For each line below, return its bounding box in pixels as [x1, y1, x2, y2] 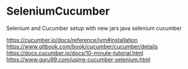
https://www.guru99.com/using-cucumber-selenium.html [6, 56, 151, 63]
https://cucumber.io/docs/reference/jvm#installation [6, 36, 138, 43]
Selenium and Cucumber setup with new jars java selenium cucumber [6, 24, 182, 32]
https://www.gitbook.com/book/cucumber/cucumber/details [6, 43, 158, 50]
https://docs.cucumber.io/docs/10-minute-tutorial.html [6, 49, 143, 56]
